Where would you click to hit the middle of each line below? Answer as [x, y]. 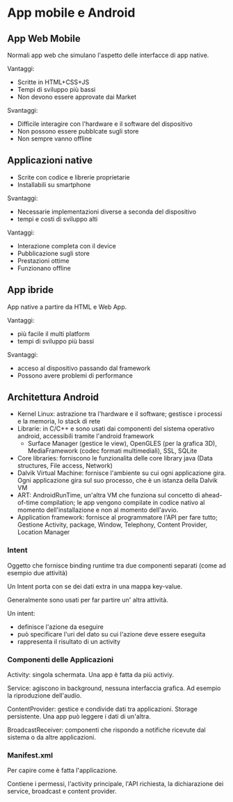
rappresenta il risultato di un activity [69, 641]
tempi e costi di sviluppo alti [57, 219]
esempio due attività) [38, 572]
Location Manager [43, 532]
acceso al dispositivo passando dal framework [84, 368]
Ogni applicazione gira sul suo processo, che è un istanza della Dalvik [117, 481]
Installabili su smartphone [54, 184]
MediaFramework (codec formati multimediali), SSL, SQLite [112, 451]
